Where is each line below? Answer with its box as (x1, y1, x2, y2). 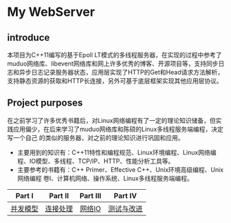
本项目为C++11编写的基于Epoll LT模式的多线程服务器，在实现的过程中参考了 (7, 51, 222, 59)
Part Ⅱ (49, 191, 69, 200)
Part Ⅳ (113, 191, 137, 200)
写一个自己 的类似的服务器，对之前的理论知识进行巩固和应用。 (7, 133, 184, 142)
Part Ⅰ (15, 191, 34, 200)
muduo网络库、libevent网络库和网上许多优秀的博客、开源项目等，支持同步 (7, 59, 219, 68)
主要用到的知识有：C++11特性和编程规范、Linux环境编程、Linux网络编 (17, 148, 217, 156)
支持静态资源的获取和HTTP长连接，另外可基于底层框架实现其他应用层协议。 (7, 77, 223, 85)
